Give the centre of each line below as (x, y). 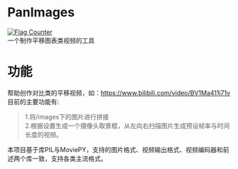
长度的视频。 (43, 134)
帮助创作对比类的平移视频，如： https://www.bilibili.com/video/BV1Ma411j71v (119, 92)
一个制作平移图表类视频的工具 (51, 40)
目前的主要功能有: (33, 102)
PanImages (41, 12)
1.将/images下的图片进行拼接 (67, 116)
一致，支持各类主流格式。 (69, 158)
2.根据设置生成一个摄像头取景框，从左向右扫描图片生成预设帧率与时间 (127, 126)
